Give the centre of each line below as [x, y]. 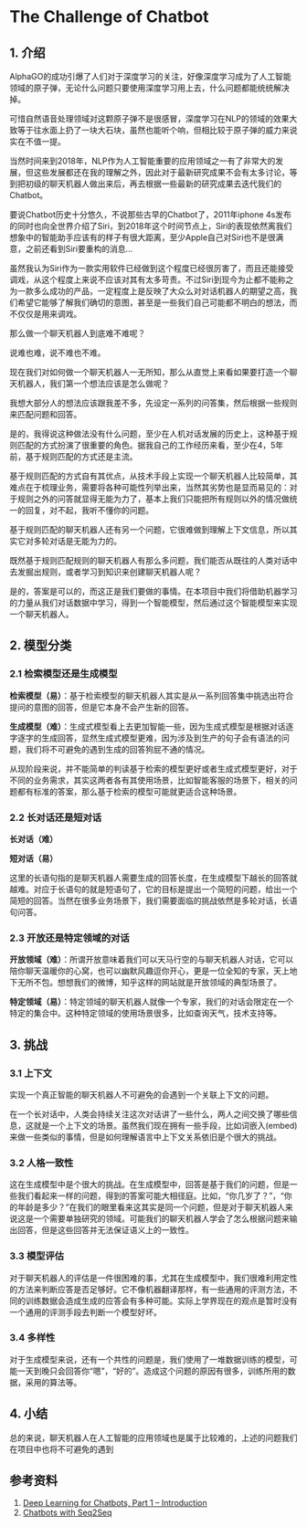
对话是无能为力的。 [85, 541]
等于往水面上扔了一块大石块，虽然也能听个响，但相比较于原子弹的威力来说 [157, 130]
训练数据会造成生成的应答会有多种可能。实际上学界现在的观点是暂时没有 [161, 1301]
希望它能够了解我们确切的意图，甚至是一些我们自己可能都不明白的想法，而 [157, 302]
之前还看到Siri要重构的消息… [79, 249]
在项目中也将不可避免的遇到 [62, 1448]
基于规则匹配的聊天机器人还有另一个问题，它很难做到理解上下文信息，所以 [149, 530]
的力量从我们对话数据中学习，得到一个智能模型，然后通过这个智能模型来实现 [153, 603]
